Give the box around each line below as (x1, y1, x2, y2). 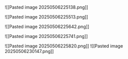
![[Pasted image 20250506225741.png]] (5, 33, 88, 39)
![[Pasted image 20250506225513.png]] (5, 14, 89, 19)
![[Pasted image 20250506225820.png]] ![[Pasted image (5, 43, 123, 49)
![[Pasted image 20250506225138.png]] (5, 4, 89, 10)
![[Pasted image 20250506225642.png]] (5, 23, 89, 29)
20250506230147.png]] (5, 48, 54, 54)
